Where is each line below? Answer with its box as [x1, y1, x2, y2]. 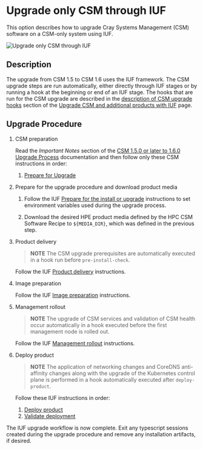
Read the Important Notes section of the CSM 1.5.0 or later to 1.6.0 [15, 147, 181, 154]
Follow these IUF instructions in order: [15, 394, 110, 401]
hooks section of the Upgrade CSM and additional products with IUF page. [6, 101, 193, 109]
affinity [30, 370, 48, 377]
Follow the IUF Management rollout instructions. [15, 339, 135, 346]
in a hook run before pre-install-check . [30, 256, 130, 263]
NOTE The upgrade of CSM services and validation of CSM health [30, 315, 196, 322]
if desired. [6, 437, 32, 444]
